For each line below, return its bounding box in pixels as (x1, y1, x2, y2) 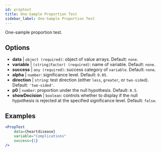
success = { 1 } (14, 138, 38, 143)
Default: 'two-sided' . (12, 82, 55, 88)
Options (5, 43, 30, 51)
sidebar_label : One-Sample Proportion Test (5, 16, 95, 21)
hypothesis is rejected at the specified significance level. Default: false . (12, 98, 157, 103)
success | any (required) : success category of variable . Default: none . (12, 67, 156, 73)
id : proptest (5, 7, 32, 12)
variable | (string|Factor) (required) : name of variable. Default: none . (12, 62, 156, 68)
